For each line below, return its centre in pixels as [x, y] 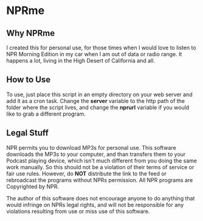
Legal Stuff [27, 133]
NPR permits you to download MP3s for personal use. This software [91, 147]
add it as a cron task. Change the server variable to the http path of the [96, 100]
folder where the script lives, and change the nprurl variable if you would [98, 107]
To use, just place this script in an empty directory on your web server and [99, 94]
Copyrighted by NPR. [33, 186]
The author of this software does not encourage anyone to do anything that [101, 198]
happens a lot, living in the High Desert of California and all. [81, 61]
